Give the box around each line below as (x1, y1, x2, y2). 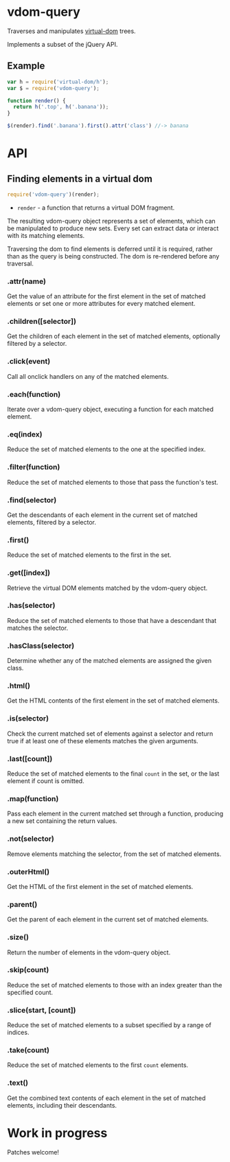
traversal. (7, 259, 34, 267)
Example (7, 60, 45, 72)
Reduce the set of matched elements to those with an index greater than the (7, 980, 222, 989)
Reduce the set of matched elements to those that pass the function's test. (7, 478, 218, 486)
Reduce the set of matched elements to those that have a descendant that (7, 616, 217, 624)
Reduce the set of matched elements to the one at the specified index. (7, 445, 206, 454)
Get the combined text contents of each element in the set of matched (7, 1094, 206, 1102)
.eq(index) (7, 429, 43, 439)
